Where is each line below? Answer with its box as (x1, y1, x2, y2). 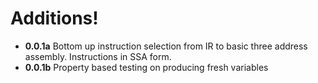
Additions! (10, 7, 99, 30)
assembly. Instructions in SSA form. (24, 50, 172, 62)
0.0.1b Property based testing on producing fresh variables (24, 61, 269, 73)
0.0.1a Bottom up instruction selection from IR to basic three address (24, 40, 308, 52)
